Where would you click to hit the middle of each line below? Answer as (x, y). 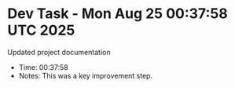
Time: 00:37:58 (43, 67)
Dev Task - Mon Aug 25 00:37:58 (118, 14)
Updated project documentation (59, 52)
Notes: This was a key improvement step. (86, 75)
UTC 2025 (41, 30)
